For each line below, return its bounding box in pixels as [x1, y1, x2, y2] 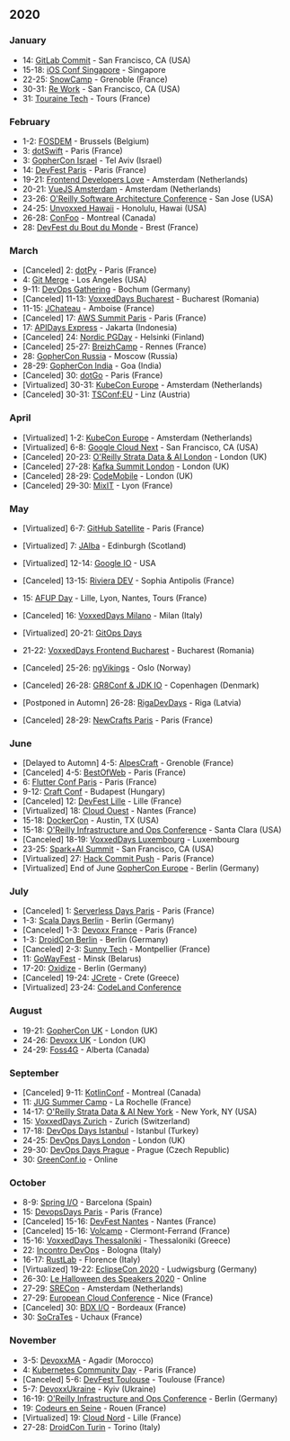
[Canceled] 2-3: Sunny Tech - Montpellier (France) [22, 944, 211, 955]
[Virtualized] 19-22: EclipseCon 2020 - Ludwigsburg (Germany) [22, 1264, 258, 1274]
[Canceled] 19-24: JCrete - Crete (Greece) [22, 972, 180, 984]
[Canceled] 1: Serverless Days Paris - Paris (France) [22, 905, 215, 916]
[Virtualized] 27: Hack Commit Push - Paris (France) [22, 853, 215, 864]
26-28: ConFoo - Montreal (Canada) [22, 212, 157, 223]
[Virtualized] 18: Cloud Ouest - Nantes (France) [22, 806, 198, 816]
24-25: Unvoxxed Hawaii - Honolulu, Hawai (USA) [22, 203, 207, 213]
